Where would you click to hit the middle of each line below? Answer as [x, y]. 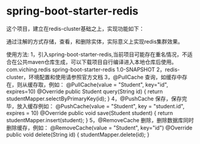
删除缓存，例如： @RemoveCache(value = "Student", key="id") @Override [99, 128]
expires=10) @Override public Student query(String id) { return [85, 91]
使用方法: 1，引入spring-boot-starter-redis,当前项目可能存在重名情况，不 [97, 54]
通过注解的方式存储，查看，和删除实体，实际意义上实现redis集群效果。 [95, 41]
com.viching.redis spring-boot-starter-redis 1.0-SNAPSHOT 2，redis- [93, 69]
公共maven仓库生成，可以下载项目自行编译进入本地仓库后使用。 [97, 62]
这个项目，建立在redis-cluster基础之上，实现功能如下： [75, 28]
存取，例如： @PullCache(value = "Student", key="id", [100, 84]
